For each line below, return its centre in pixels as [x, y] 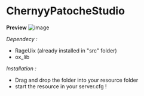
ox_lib [22, 57]
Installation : [22, 68]
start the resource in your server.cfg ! [61, 86]
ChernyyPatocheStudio [66, 11]
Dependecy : [22, 39]
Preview [16, 27]
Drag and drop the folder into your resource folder [76, 80]
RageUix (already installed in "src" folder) [66, 50]
